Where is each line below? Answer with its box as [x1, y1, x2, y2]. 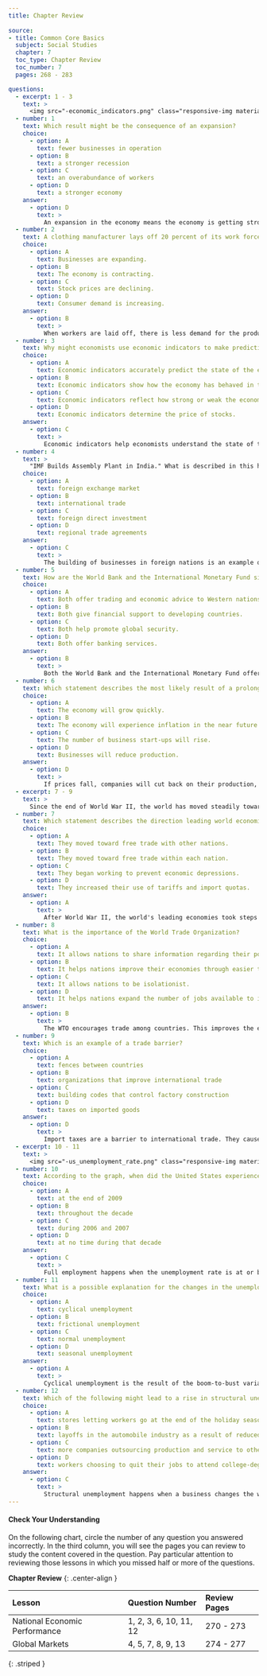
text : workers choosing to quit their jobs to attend [37, 1460, 219, 1468]
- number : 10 [15, 1165, 59, 1173]
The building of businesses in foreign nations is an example [43, 558, 254, 566]
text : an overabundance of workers [37, 174, 155, 182]
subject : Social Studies [15, 41, 98, 49]
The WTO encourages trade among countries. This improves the [43, 1024, 254, 1032]
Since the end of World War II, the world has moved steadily [29, 803, 240, 811]
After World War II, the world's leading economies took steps [43, 913, 258, 921]
